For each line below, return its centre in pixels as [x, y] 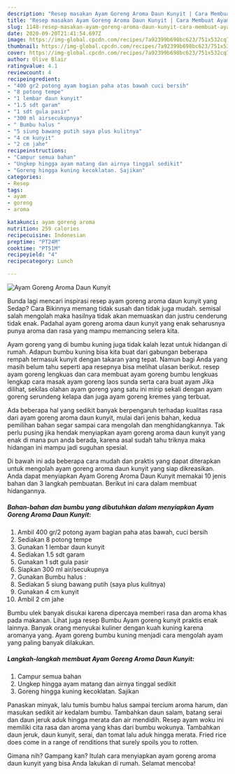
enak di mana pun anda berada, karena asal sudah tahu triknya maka [106, 440]
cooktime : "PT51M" [34, 248]
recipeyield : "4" [33, 255]
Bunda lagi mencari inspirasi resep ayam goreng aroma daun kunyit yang [112, 301]
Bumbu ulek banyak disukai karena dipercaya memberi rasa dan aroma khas [117, 613]
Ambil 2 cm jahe [41, 599]
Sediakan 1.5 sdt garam [51, 554]
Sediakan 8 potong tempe [55, 539]
